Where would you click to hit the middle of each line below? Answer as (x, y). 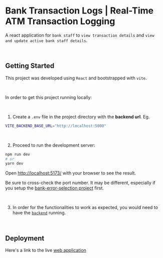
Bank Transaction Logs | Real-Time (79, 11)
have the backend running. (39, 213)
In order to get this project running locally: (48, 97)
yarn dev (14, 163)
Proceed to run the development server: (54, 145)
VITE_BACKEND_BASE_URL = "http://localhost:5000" (56, 126)
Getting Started (30, 66)
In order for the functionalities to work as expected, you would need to (85, 207)
